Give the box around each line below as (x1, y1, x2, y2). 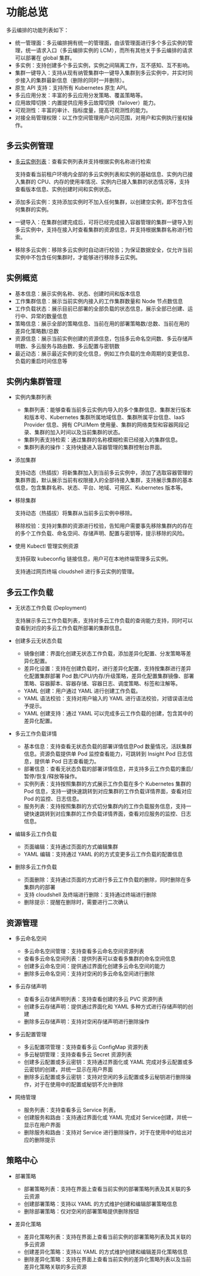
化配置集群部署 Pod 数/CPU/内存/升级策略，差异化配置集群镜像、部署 (23, 672, 195, 680)
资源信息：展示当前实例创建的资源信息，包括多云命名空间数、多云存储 (14, 335, 188, 342)
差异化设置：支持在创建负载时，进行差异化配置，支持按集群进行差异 (23, 665, 192, 672)
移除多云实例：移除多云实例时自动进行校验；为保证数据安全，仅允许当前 (14, 246, 193, 253)
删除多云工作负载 (14, 863, 57, 870)
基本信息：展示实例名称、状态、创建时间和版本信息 (14, 290, 141, 297)
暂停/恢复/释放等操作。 (23, 773, 81, 780)
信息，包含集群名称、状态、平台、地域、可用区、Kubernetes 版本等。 (14, 484, 186, 491)
